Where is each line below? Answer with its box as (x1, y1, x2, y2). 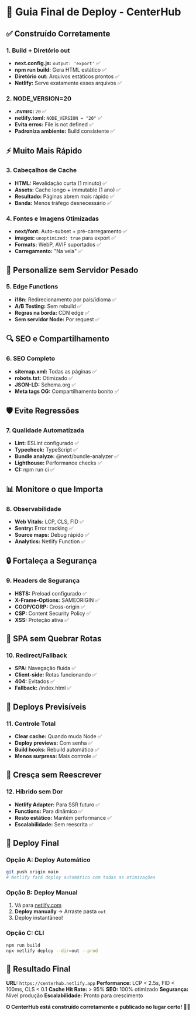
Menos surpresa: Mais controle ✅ (14, 752, 98, 759)
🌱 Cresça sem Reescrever (6, 770, 102, 780)
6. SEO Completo (6, 355, 56, 363)
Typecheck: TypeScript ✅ (14, 446, 78, 453)
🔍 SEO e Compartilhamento (6, 334, 109, 344)
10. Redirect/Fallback (6, 651, 67, 660)
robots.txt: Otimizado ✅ (14, 374, 73, 381)
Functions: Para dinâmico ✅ (14, 808, 83, 815)
